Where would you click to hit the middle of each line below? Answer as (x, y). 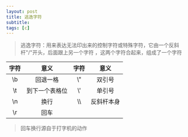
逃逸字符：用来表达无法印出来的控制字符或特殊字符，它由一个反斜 (100, 45)
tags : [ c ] (18, 28)
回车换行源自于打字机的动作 (54, 128)
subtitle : (18, 22)
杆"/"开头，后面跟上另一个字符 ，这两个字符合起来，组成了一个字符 (101, 53)
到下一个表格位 (47, 91)
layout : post (22, 11)
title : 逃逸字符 (24, 17)
